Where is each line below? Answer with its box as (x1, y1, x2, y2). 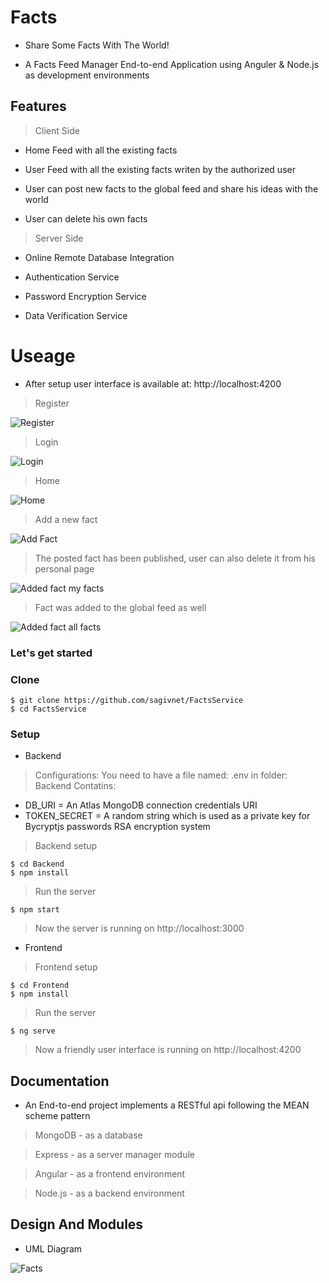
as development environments (24, 69, 150, 81)
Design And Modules (10, 1216, 144, 1233)
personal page (34, 562, 95, 575)
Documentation (10, 1072, 110, 1090)
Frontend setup (34, 961, 98, 973)
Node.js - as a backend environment (34, 1187, 185, 1200)
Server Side (34, 232, 84, 244)
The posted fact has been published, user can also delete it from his (34, 552, 317, 564)
